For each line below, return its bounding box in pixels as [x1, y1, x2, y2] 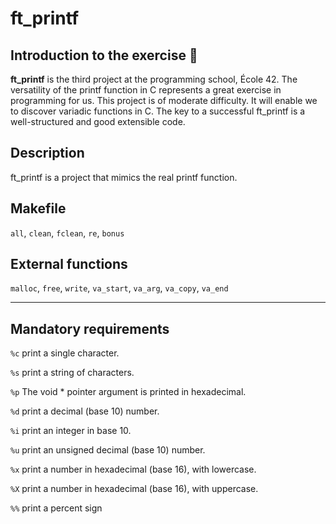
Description [10, 145, 85, 162]
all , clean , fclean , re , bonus [10, 227, 125, 239]
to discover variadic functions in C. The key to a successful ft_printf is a [10, 105, 306, 117]
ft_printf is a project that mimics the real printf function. [10, 171, 238, 183]
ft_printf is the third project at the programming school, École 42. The [10, 73, 298, 85]
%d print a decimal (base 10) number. [10, 405, 160, 417]
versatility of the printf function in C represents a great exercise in [10, 84, 282, 96]
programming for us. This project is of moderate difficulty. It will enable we [10, 95, 318, 106]
